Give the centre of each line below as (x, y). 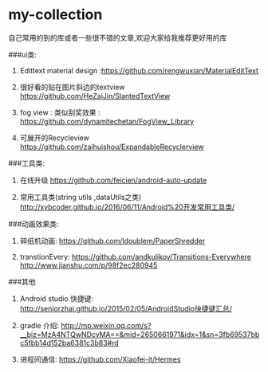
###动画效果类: (33, 224)
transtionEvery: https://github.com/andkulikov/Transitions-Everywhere (135, 256)
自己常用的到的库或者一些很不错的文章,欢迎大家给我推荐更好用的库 (118, 37)
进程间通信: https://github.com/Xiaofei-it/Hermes (100, 359)
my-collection (55, 15)
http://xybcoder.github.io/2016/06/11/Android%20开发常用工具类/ (127, 207)
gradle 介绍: (39, 325)
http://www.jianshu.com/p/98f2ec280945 (89, 265)
